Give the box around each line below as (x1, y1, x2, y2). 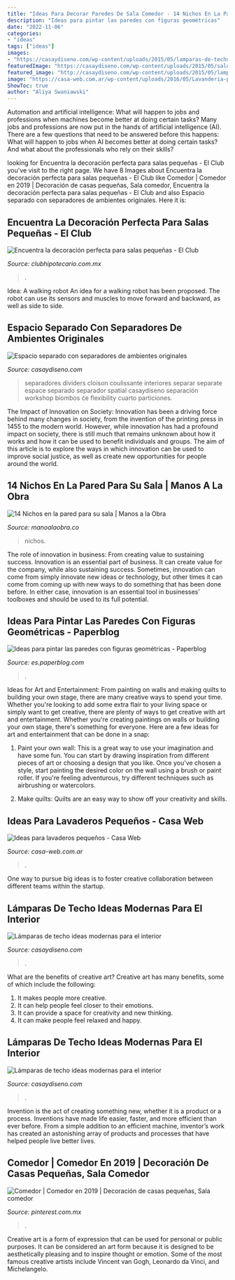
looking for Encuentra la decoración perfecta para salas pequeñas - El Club (7, 159, 225, 167)
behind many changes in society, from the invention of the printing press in (7, 415, 224, 423)
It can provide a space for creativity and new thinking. (17, 1008, 173, 1017)
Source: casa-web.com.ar (7, 847, 83, 856)
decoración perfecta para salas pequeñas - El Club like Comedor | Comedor (7, 173, 227, 182)
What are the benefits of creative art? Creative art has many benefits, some (7, 973, 225, 981)
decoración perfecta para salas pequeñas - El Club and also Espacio (7, 189, 205, 197)
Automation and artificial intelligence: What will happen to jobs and (7, 108, 200, 116)
